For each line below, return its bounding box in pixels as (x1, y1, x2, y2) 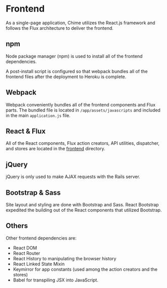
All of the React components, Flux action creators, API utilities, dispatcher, (6, 140, 160, 146)
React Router (13, 250, 40, 256)
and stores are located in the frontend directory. (6, 146, 105, 152)
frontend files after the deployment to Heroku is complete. (6, 74, 127, 80)
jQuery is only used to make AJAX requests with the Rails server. (6, 174, 140, 180)
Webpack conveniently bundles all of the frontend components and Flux (6, 101, 156, 107)
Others (6, 221, 28, 230)
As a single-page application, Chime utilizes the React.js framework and (6, 20, 155, 26)
